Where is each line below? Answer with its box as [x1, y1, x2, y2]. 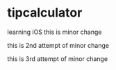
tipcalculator [7, 5, 83, 21]
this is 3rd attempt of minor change [7, 54, 108, 63]
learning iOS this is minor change [7, 28, 102, 36]
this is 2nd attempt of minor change [7, 41, 110, 49]
